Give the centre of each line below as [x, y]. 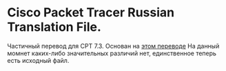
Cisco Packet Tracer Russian [91, 13]
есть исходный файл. [38, 60]
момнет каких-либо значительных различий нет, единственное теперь [112, 53]
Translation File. [54, 27]
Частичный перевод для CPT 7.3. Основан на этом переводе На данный [113, 46]
